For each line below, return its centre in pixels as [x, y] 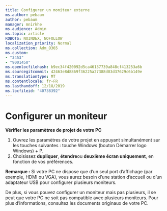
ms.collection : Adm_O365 [32, 48]
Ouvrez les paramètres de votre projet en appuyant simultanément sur [86, 140]
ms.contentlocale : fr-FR [32, 81]
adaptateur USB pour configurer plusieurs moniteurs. [61, 182]
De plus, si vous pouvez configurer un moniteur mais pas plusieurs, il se [81, 193]
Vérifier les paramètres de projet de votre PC [53, 130]
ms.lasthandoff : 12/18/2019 [35, 86]
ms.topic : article [25, 34]
